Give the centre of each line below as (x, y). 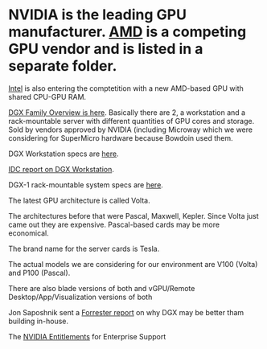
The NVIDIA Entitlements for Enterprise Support (87, 336)
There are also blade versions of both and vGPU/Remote (102, 288)
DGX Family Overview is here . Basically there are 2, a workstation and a (127, 112)
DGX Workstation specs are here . (64, 154)
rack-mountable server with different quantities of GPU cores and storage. (131, 121)
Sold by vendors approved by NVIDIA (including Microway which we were (131, 129)
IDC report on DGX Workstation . (61, 169)
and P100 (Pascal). (39, 273)
